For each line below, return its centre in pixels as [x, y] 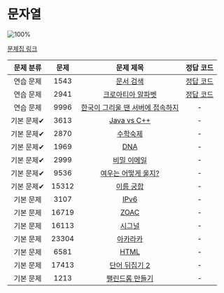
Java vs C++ [130, 120]
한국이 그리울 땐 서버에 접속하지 [130, 107]
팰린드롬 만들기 [130, 278]
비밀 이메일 [130, 160]
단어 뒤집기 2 [130, 265]
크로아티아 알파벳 [130, 94]
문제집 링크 [22, 48]
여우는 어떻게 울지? [130, 173]
